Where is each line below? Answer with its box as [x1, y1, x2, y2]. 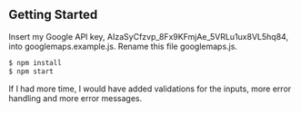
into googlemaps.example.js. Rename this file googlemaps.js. [8, 41, 238, 52]
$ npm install [8, 58, 63, 67]
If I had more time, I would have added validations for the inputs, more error [8, 83, 292, 94]
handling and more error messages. [8, 92, 143, 103]
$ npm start [8, 67, 54, 76]
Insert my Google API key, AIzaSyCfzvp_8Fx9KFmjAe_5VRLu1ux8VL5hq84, [8, 31, 288, 42]
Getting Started [8, 7, 98, 23]
